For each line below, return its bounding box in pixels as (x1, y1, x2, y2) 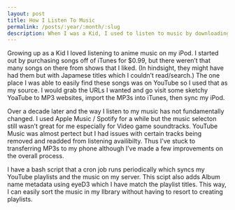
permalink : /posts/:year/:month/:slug (7, 23, 120, 30)
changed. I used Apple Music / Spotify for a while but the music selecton (7, 115, 217, 123)
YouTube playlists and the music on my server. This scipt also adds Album (7, 173, 220, 181)
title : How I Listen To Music (7, 17, 96, 24)
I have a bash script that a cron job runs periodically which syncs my (7, 165, 205, 174)
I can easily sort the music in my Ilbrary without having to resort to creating (7, 188, 224, 196)
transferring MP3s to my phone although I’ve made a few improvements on (7, 144, 224, 153)
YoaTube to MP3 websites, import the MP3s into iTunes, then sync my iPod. (7, 94, 225, 102)
